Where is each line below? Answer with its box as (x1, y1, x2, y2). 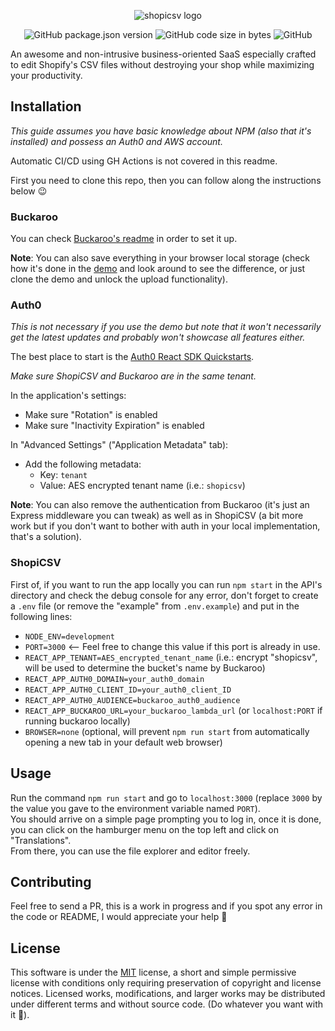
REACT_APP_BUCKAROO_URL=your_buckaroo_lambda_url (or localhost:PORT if (24, 704, 323, 716)
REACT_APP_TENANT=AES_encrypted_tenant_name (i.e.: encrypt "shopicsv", (24, 651, 318, 663)
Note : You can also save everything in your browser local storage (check (10, 252, 311, 264)
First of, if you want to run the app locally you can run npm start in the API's (10, 578, 323, 590)
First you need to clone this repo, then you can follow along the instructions (10, 174, 322, 186)
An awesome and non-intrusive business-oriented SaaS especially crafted (10, 48, 317, 60)
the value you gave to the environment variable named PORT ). (10, 802, 261, 814)
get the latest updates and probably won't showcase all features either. (10, 331, 306, 344)
